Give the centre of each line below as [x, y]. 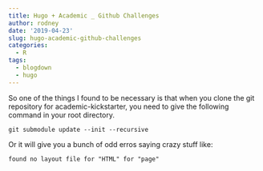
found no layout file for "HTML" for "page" [84, 159]
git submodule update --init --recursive [79, 129]
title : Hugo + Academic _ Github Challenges [84, 16]
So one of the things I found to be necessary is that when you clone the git [131, 97]
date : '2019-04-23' [41, 30]
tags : [17, 61]
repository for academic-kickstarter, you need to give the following [119, 106]
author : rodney [34, 23]
